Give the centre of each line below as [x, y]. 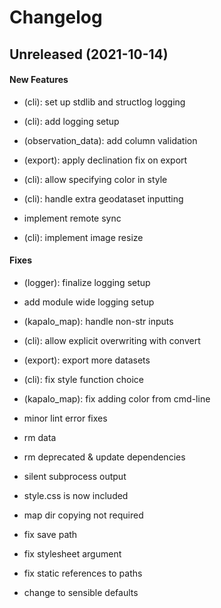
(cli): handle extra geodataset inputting [103, 198]
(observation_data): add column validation [110, 140]
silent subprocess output [75, 476]
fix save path [50, 534]
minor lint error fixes [65, 418]
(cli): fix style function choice [83, 379]
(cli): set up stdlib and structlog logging [104, 102]
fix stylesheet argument [72, 553]
